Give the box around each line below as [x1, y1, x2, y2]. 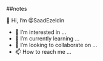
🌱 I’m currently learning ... [15, 35, 80, 42]
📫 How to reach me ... [15, 48, 71, 55]
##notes [6, 5, 27, 12]
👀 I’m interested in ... [15, 28, 67, 36]
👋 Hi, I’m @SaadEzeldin [6, 17, 65, 24]
